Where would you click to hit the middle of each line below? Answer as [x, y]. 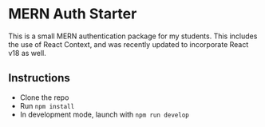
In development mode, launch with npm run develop [104, 114]
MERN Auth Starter [73, 14]
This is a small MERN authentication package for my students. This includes [133, 36]
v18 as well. [27, 53]
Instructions [39, 78]
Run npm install [47, 105]
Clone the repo [44, 97]
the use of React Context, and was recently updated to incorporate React [129, 44]
